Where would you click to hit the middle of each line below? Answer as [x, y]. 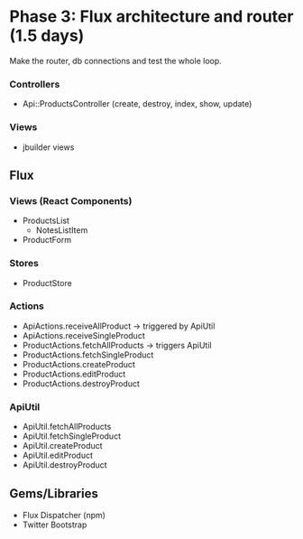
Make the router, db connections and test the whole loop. [116, 60]
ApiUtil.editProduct [57, 455]
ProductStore [47, 283]
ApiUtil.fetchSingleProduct [72, 436]
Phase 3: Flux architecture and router [151, 17]
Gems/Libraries [54, 493]
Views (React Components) [71, 200]
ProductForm [47, 240]
